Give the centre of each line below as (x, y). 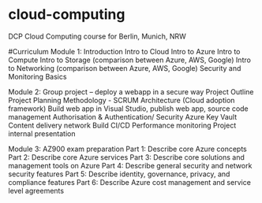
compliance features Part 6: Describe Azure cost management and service (129, 182)
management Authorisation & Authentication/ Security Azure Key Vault (123, 116)
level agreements (36, 190)
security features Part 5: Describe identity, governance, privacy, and (119, 174)
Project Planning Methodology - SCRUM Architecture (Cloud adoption (122, 100)
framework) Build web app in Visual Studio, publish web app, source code (128, 109)
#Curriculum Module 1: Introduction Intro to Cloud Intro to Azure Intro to (124, 51)
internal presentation (42, 133)
